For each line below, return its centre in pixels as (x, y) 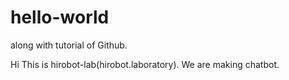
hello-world (60, 17)
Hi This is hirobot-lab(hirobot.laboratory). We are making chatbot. (145, 64)
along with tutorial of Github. (69, 45)
